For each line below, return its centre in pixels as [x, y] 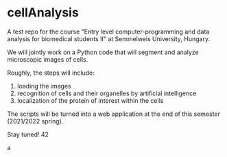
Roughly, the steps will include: [51, 73]
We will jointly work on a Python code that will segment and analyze [103, 52]
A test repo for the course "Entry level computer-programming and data [108, 32]
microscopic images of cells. [48, 59]
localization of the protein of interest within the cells [90, 100]
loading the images [44, 86]
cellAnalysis [43, 13]
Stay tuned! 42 [28, 134]
